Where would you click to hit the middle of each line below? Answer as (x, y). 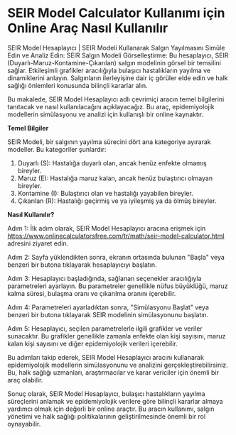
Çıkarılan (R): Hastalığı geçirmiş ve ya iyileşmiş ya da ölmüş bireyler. (117, 201)
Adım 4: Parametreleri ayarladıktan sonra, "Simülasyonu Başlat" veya (108, 307)
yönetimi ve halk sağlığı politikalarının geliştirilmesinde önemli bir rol (107, 416)
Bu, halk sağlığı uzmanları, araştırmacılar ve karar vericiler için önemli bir (113, 372)
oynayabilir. (24, 424)
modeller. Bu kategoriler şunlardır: (57, 149)
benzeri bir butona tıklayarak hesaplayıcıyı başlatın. (82, 265)
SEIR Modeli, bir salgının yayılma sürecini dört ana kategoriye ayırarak (109, 142)
